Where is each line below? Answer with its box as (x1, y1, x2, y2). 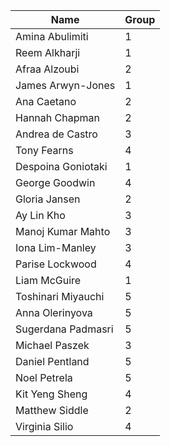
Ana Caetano (15, 95, 77, 108)
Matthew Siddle (15, 404, 89, 417)
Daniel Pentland (15, 355, 90, 368)
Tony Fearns (15, 144, 74, 157)
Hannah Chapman (15, 111, 100, 124)
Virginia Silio (15, 420, 74, 433)
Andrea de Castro (15, 127, 98, 141)
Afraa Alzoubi (15, 62, 80, 76)
